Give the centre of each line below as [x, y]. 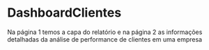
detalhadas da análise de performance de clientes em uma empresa [105, 39]
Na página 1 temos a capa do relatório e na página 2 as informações [105, 32]
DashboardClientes [64, 13]
